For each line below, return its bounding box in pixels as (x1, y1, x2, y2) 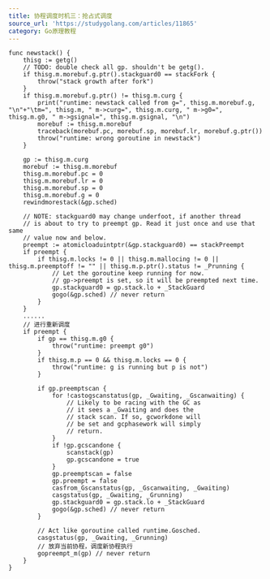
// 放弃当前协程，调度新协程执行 (37, 542, 134, 551)
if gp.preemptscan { (37, 385, 107, 393)
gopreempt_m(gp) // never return (37, 550, 151, 558)
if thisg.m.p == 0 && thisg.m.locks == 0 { (37, 356, 186, 365)
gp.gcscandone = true (66, 456, 139, 464)
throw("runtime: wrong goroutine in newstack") (37, 135, 201, 143)
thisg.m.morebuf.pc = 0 (23, 170, 104, 179)
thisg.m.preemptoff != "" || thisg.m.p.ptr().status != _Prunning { (8, 262, 245, 270)
